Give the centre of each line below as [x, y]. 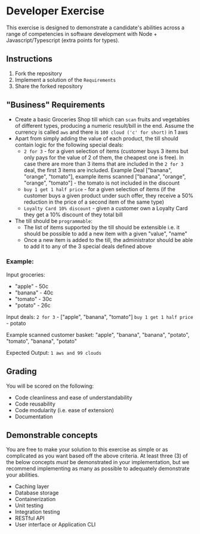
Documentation [34, 416]
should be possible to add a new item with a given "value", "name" [105, 234]
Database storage [37, 493]
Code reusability [35, 404]
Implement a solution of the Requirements [65, 79]
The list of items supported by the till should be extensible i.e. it [102, 227]
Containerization [35, 499]
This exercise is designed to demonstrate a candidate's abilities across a [96, 27]
